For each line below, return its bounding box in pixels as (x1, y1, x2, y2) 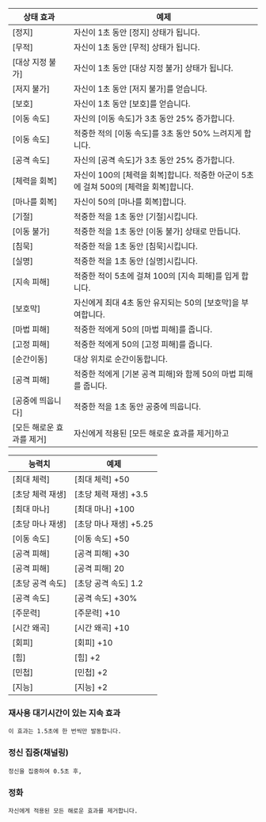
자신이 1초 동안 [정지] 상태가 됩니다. (74, 27, 200, 38)
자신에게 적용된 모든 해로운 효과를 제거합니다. (8, 807, 139, 815)
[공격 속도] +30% (74, 593, 138, 603)
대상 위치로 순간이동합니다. (74, 354, 168, 364)
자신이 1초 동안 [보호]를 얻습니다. (74, 98, 191, 109)
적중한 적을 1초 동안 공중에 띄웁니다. (74, 401, 202, 412)
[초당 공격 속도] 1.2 (74, 578, 144, 588)
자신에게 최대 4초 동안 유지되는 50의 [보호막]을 (74, 297, 240, 308)
